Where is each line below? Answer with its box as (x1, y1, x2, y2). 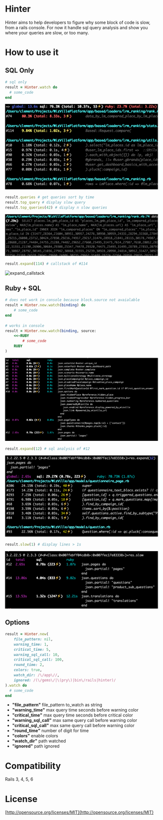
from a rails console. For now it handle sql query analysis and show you (5, 24, 148, 30)
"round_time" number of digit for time (12, 728, 89, 733)
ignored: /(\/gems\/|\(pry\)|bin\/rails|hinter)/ (14, 678, 116, 682)
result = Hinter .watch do (5, 85, 57, 89)
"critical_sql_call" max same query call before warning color (12, 723, 135, 729)
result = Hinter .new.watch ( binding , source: (5, 328, 97, 333)
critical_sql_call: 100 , (14, 657, 64, 662)
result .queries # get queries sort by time (5, 194, 95, 200)
